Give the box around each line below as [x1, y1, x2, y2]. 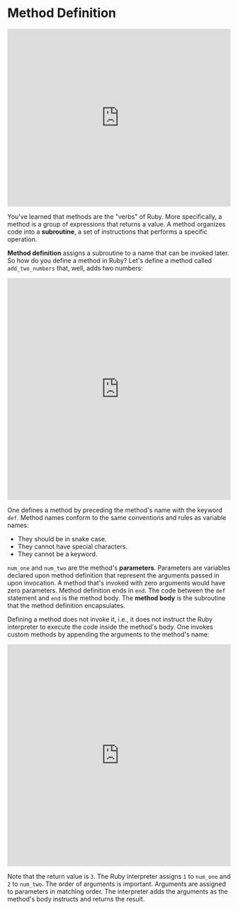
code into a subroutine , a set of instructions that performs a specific [7, 227, 208, 236]
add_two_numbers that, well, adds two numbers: [7, 264, 143, 272]
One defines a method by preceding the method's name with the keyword [7, 506, 223, 514]
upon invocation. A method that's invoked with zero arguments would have [7, 578, 226, 587]
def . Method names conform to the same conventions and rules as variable [7, 513, 227, 521]
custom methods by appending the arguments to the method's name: [7, 630, 210, 639]
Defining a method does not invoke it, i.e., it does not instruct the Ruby [7, 614, 213, 623]
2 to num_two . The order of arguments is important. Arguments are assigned [7, 879, 227, 888]
